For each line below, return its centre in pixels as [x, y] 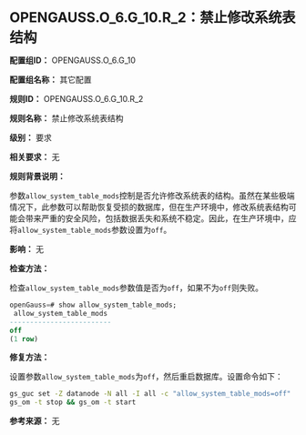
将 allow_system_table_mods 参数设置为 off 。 [91, 230]
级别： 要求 [31, 137]
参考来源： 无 [35, 421]
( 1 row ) [24, 339]
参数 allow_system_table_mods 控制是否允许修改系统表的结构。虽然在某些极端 [152, 196]
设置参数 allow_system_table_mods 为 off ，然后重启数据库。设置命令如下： [147, 377]
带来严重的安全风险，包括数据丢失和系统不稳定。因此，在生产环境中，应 [161, 218]
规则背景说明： [37, 176]
